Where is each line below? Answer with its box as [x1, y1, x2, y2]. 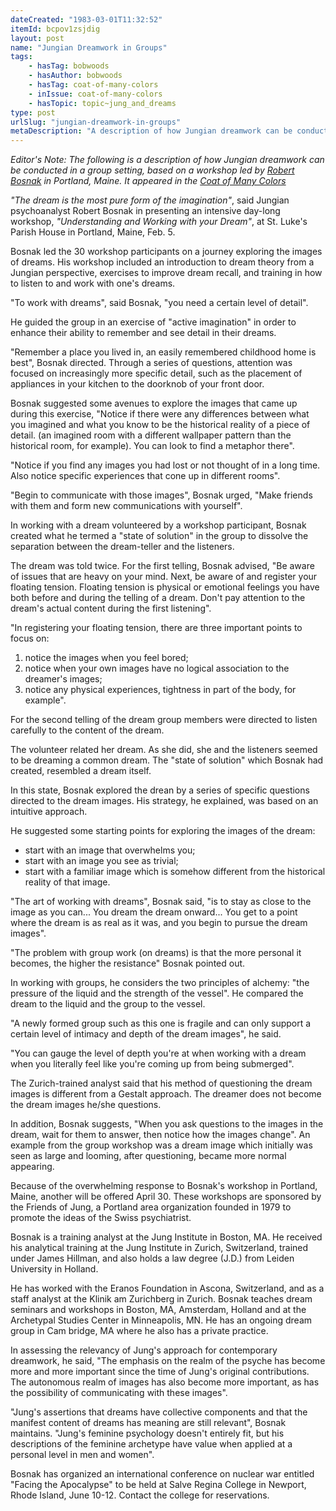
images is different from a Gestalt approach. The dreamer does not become [10, 1088, 322, 1100]
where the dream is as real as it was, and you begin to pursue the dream [10, 917, 308, 929]
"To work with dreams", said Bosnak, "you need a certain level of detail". [10, 297, 309, 309]
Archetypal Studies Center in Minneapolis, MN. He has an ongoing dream [10, 1314, 313, 1326]
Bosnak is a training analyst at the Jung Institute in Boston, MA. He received [10, 1231, 323, 1243]
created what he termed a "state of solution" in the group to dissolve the [10, 530, 309, 542]
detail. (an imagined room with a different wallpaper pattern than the [10, 429, 292, 441]
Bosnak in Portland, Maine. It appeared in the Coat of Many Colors [10, 175, 287, 187]
